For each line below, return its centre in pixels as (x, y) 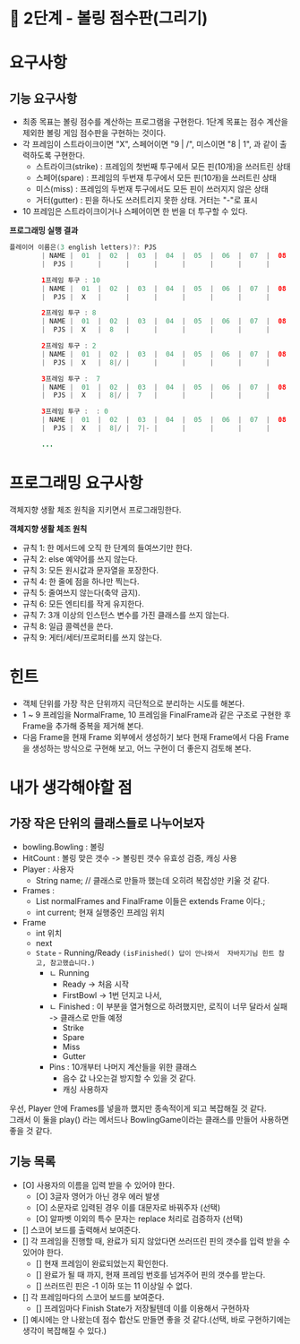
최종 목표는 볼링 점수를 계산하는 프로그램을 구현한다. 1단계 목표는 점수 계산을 (155, 122)
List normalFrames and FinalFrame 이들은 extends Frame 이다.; (150, 900)
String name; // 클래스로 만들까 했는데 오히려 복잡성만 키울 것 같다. (153, 880)
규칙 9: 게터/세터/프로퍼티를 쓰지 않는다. (92, 637)
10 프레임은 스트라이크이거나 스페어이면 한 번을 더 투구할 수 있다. (135, 211)
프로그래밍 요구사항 (76, 483)
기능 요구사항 (43, 98)
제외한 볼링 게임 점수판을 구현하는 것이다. (94, 133)
